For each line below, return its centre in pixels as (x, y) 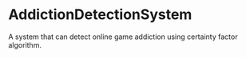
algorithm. (25, 44)
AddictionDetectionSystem (100, 15)
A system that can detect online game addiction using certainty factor (123, 37)
